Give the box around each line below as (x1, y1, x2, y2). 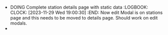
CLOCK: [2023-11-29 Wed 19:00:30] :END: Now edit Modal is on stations (10, 9, 163, 15)
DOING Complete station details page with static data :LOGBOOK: (10, 4, 148, 10)
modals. (10, 20, 27, 26)
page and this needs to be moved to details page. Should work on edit (10, 15, 158, 20)
